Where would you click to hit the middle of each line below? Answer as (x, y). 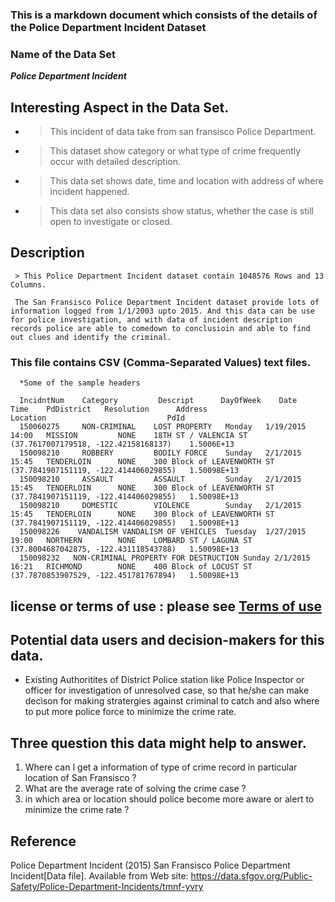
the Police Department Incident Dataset (108, 27)
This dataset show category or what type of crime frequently (175, 151)
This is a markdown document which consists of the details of (164, 15)
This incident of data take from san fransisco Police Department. (183, 132)
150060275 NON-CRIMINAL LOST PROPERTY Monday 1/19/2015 (163, 427)
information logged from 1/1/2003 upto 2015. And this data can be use (162, 311)
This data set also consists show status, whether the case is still (181, 211)
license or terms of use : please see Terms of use (166, 606)
